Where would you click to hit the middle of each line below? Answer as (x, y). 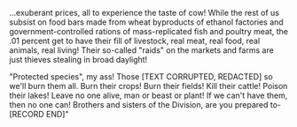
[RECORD (27, 114)
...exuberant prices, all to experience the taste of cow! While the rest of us (144, 13)
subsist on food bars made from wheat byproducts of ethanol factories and (146, 22)
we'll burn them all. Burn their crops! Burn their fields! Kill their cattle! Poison (148, 86)
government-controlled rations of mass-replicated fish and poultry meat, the (148, 31)
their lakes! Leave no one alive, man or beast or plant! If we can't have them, (148, 95)
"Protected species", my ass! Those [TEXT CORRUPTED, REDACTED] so (141, 77)
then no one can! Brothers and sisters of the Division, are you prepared (139, 105)
